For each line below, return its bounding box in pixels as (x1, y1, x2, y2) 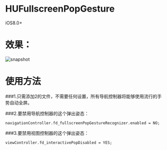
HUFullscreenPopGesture (5, 3, 115, 15)
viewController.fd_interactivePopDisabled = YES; (5, 140, 113, 145)
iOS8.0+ (5, 20, 23, 26)
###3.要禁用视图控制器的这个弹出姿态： (5, 130, 89, 136)
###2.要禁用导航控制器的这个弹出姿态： (5, 110, 89, 117)
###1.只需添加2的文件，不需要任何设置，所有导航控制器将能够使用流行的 (5, 93, 157, 99)
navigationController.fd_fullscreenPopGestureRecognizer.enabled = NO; (5, 120, 160, 126)
